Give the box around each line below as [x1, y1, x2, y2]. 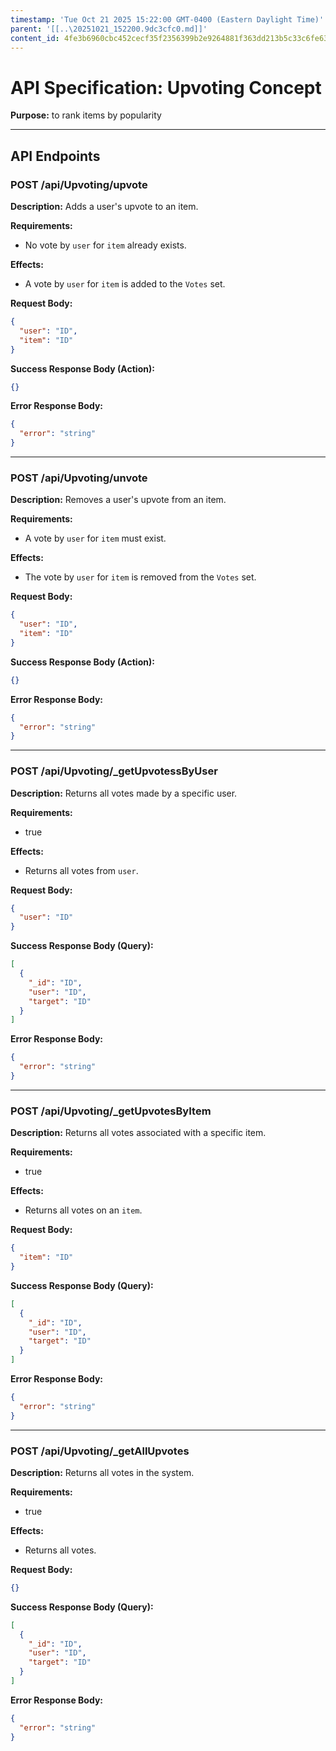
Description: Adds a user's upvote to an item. [10, 201, 199, 212]
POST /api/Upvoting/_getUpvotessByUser [10, 764, 218, 778]
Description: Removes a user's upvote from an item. [10, 494, 227, 506]
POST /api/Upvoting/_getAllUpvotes [10, 1444, 190, 1458]
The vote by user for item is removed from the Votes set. [24, 571, 257, 583]
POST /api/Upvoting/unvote [10, 471, 148, 485]
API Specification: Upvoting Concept [10, 76, 322, 99]
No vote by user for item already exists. [24, 239, 187, 251]
